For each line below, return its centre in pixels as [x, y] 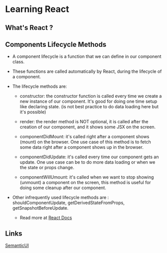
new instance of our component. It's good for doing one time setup [88, 101]
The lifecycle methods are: [40, 86]
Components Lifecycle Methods [56, 44]
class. [18, 62]
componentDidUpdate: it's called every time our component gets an [89, 157]
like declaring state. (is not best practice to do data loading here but [89, 107]
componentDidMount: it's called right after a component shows [84, 137]
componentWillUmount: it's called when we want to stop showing [87, 177]
